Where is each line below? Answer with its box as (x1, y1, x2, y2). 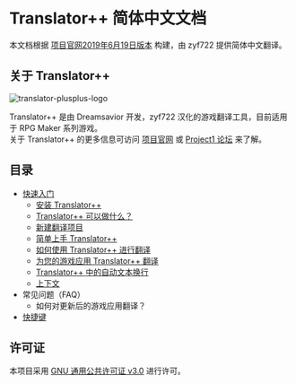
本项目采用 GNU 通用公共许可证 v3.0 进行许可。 (9, 365, 186, 377)
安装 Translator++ (35, 199, 101, 210)
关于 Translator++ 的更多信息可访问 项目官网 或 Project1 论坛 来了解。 (9, 134, 267, 144)
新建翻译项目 (35, 222, 83, 232)
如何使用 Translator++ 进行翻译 (35, 244, 151, 255)
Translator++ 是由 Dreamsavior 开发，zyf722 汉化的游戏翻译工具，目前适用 (9, 111, 288, 122)
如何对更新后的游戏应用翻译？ (35, 300, 146, 310)
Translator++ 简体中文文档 (9, 8, 207, 29)
